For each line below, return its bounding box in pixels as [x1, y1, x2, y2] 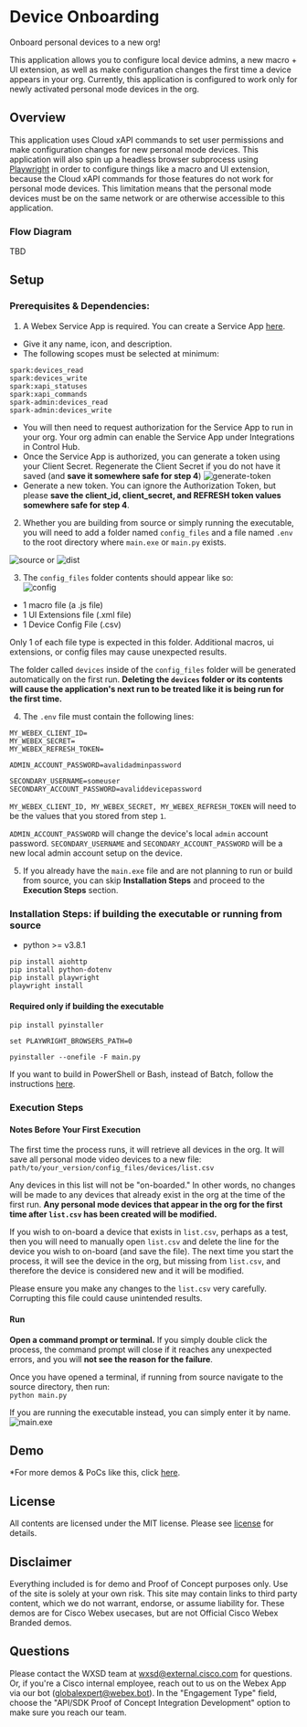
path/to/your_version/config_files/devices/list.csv [9, 1164, 215, 1173]
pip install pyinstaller [9, 1021, 104, 1030]
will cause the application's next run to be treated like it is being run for [9, 683, 285, 694]
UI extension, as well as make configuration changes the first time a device [9, 64, 292, 75]
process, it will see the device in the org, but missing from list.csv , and [9, 1255, 281, 1267]
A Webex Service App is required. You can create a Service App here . [22, 320, 286, 331]
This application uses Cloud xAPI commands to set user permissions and [9, 134, 284, 145]
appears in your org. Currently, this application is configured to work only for [9, 73, 298, 84]
